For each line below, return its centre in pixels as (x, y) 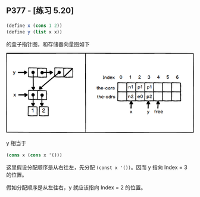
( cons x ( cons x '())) (34, 155)
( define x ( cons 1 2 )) (34, 26)
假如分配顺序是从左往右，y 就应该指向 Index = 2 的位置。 (76, 187)
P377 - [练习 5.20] (40, 11)
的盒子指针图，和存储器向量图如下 (48, 44)
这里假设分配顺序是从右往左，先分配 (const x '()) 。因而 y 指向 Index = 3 (97, 167)
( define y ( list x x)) (34, 32)
